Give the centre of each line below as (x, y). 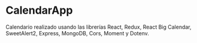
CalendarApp (39, 10)
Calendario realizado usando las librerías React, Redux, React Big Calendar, (99, 27)
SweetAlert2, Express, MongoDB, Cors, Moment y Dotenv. (77, 33)
